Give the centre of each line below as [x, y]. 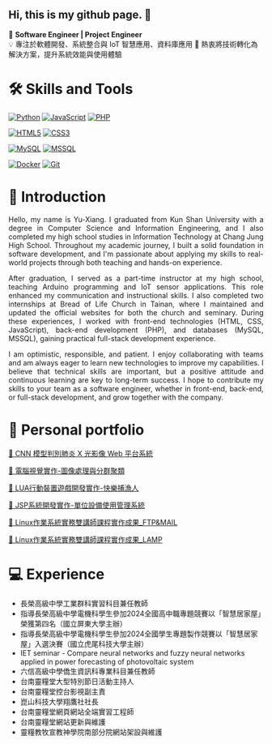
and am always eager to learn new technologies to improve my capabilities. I [136, 362]
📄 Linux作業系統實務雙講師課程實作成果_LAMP [86, 539]
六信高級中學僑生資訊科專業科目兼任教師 [87, 671]
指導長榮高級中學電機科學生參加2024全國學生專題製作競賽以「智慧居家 [139, 634]
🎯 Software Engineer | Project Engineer [75, 34]
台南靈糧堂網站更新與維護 [63, 721]
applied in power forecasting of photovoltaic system [107, 661]
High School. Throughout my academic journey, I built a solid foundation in [136, 245]
